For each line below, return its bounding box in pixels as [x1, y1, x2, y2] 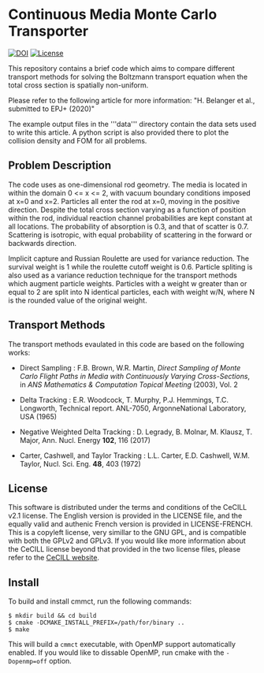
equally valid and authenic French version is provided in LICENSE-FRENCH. [8, 519, 253, 529]
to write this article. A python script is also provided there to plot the [8, 128, 229, 137]
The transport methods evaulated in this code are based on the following [8, 339, 244, 348]
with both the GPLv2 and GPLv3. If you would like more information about [8, 536, 246, 545]
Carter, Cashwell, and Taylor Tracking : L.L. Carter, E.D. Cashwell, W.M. [19, 451, 251, 460]
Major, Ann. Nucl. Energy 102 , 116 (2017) [19, 435, 151, 444]
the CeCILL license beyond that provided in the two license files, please [8, 545, 241, 554]
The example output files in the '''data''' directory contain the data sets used [8, 119, 257, 128]
